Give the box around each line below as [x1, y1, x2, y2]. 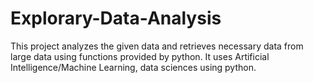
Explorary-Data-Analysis [10, 7, 222, 30]
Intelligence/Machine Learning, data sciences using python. [10, 61, 257, 73]
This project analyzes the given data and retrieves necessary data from [10, 40, 304, 52]
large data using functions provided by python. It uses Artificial [10, 50, 270, 62]
